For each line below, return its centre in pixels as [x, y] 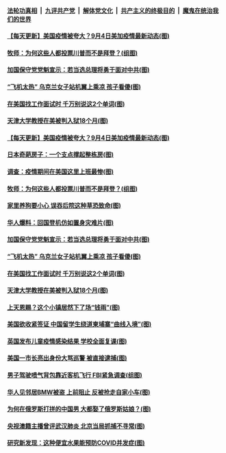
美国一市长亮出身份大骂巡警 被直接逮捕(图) [67, 358]
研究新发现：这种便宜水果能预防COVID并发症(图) [76, 443]
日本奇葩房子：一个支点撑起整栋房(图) [61, 155]
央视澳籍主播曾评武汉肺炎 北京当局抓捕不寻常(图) [76, 426]
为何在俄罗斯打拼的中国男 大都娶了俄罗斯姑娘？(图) [79, 409]
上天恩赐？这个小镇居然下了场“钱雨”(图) [64, 307]
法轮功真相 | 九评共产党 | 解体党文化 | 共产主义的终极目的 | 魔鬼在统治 [110, 10]
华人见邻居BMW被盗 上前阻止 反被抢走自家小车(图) [79, 392]
